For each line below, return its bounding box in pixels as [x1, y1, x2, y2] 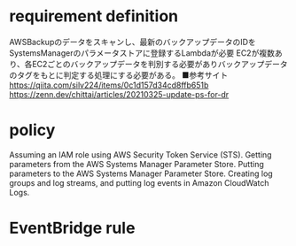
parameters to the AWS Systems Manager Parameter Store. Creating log [9, 168, 273, 179]
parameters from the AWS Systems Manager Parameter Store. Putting [9, 158, 264, 169]
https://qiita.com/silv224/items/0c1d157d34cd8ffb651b [9, 80, 209, 90]
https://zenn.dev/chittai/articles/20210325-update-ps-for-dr [9, 88, 230, 99]
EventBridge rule [9, 219, 136, 238]
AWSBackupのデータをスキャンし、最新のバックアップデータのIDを [9, 36, 257, 47]
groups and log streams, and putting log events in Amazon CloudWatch [9, 177, 269, 188]
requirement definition [9, 6, 179, 27]
